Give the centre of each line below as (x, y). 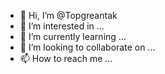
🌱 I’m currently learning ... (73, 36)
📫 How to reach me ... (66, 58)
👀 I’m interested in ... (62, 26)
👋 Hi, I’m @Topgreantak (68, 15)
